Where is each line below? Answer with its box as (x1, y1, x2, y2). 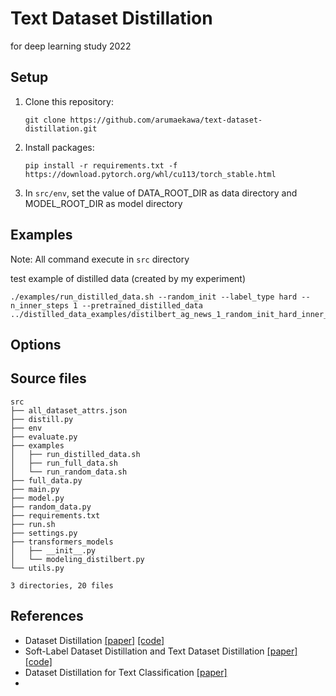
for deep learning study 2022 (10, 40, 132, 52)
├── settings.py (10, 528, 78, 538)
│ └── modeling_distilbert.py (10, 554, 145, 564)
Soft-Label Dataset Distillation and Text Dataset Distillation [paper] (24, 645, 298, 657)
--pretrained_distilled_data (81, 300, 203, 311)
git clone (24, 115, 67, 125)
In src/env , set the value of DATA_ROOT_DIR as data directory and (24, 187, 298, 199)
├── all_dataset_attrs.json (10, 405, 128, 416)
